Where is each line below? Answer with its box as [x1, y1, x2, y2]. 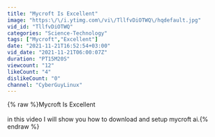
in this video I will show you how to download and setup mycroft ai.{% [7, 115, 209, 124]
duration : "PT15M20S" [7, 56, 71, 63]
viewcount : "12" [7, 62, 54, 69]
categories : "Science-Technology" [7, 29, 108, 37]
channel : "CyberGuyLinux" [7, 81, 82, 88]
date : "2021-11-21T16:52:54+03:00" [7, 42, 111, 49]
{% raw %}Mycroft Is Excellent [7, 100, 96, 108]
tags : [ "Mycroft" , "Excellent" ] [7, 36, 98, 43]
